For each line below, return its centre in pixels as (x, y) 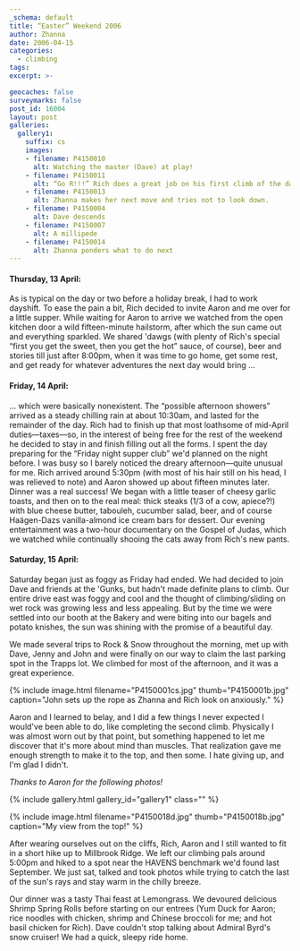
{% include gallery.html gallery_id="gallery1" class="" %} (114, 799)
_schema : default (42, 17)
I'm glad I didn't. (39, 764)
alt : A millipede (65, 234)
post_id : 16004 (37, 108)
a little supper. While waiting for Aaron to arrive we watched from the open (146, 318)
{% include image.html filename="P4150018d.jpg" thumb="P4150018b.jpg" (147, 817)
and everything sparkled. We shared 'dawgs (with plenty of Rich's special (145, 337)
